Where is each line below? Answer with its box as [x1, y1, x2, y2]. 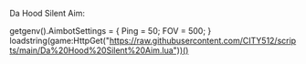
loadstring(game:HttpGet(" [9, 36, 110, 46]
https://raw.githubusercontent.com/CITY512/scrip [109, 36, 297, 46]
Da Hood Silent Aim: [9, 8, 85, 18]
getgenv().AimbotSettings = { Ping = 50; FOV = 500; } [9, 26, 212, 36]
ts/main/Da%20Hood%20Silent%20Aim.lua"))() [9, 45, 189, 56]
